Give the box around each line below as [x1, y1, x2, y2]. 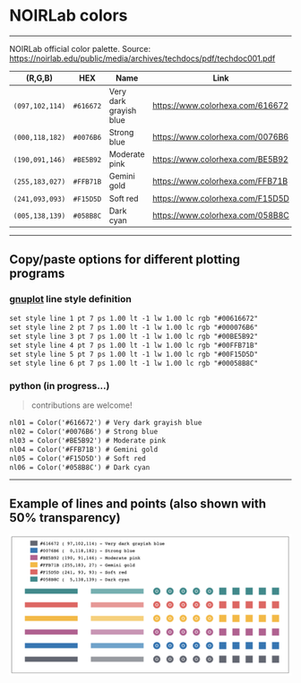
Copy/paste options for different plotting [9, 252, 240, 267]
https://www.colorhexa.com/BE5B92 [151, 153, 288, 164]
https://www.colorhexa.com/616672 [151, 100, 289, 111]
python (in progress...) [9, 380, 110, 393]
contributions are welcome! [30, 400, 133, 411]
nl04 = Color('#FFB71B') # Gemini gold [9, 445, 159, 454]
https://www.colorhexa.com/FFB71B [151, 176, 288, 186]
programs [9, 265, 65, 281]
